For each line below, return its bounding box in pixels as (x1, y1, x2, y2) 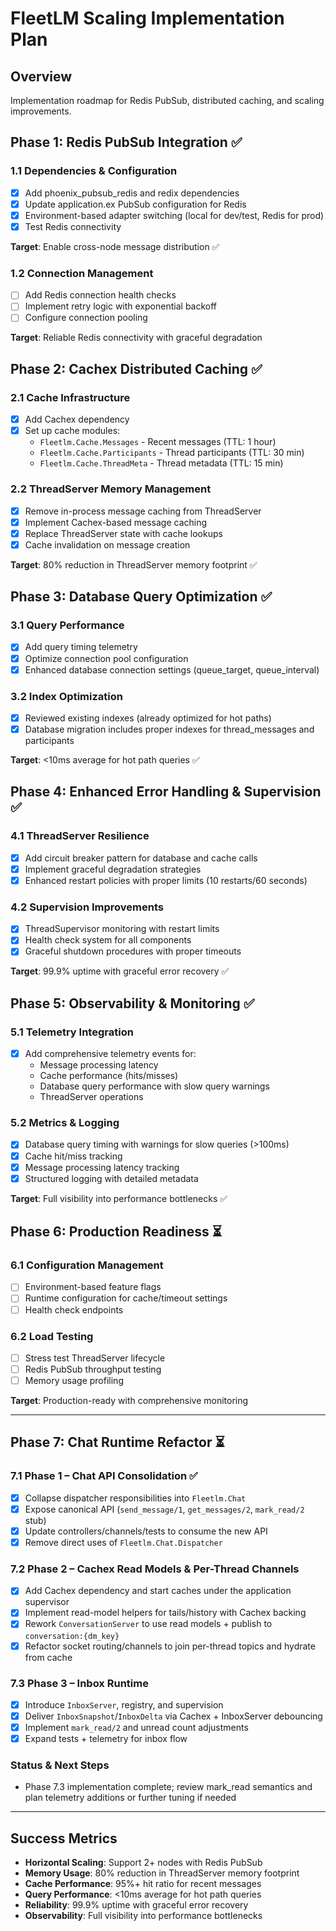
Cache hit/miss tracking (24, 1150, 123, 1162)
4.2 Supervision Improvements (10, 900, 164, 914)
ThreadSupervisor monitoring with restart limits (24, 923, 220, 935)
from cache (24, 1651, 73, 1663)
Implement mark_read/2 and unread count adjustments (24, 1722, 249, 1733)
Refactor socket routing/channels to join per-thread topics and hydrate (24, 1640, 316, 1652)
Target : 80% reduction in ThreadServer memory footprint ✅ (10, 558, 258, 571)
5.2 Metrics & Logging (10, 1116, 120, 1130)
